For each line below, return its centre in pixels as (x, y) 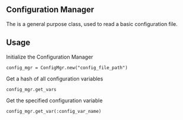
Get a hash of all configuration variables (55, 79)
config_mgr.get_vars (32, 89)
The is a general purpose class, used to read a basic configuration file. (92, 24)
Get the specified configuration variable (55, 100)
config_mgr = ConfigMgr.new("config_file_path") (67, 67)
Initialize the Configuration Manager (50, 57)
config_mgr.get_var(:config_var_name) (54, 111)
